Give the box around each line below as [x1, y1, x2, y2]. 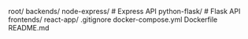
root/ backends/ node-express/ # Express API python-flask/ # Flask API [8, 7, 241, 16]
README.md [8, 23, 50, 32]
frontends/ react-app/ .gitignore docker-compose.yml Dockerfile [8, 15, 218, 24]
